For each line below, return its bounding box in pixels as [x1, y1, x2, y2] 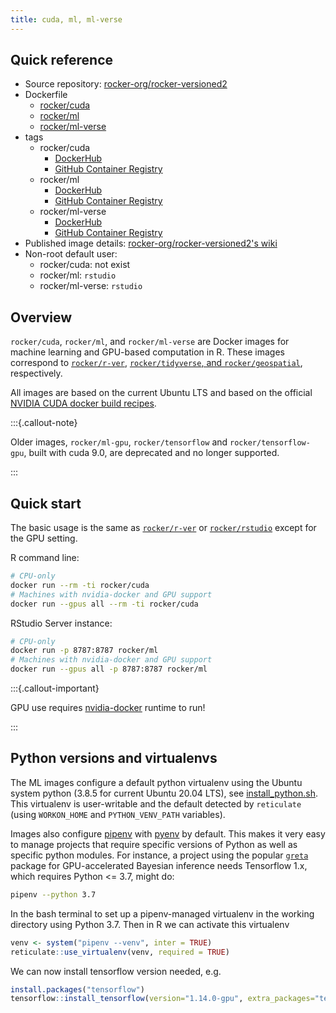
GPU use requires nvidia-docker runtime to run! [10, 702, 206, 714]
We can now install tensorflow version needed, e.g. [10, 965, 222, 977]
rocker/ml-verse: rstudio [39, 280, 143, 292]
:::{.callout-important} [10, 682, 100, 695]
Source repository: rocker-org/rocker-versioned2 [24, 78, 228, 90]
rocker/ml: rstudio [39, 269, 117, 281]
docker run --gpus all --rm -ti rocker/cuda [10, 599, 199, 609]
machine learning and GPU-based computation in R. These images [10, 346, 285, 358]
